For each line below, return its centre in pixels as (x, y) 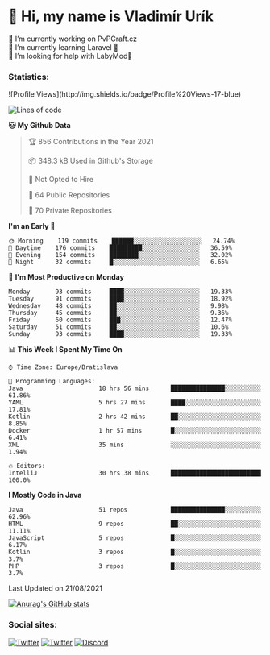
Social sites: (33, 625)
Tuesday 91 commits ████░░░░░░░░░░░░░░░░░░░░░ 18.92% (120, 299)
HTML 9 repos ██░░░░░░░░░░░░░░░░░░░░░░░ (135, 524)
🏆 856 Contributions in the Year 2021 (91, 142)
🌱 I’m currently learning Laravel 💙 (63, 47)
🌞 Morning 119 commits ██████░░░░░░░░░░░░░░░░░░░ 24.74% (122, 241)
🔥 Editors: (27, 466)
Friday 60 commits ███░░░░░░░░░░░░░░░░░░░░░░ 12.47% (120, 320)
